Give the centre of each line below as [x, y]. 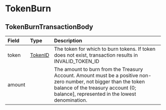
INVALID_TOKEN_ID [77, 61]
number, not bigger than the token [105, 82]
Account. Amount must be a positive [96, 75]
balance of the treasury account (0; [95, 88]
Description [68, 41]
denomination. [71, 100]
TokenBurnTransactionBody [49, 27]
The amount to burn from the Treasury [99, 69]
